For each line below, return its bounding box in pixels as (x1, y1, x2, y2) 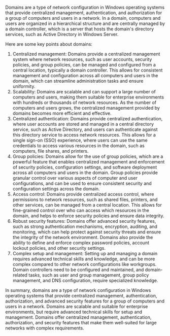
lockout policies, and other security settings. (12, 245, 106, 251)
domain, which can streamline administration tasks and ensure (12, 78, 144, 84)
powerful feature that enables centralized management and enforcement (12, 159, 165, 164)
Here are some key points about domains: (5, 41, 93, 47)
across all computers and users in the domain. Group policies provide (12, 170, 158, 176)
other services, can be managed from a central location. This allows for (12, 202, 162, 208)
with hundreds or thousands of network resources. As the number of (12, 99, 157, 106)
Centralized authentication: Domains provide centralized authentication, (12, 116, 163, 121)
